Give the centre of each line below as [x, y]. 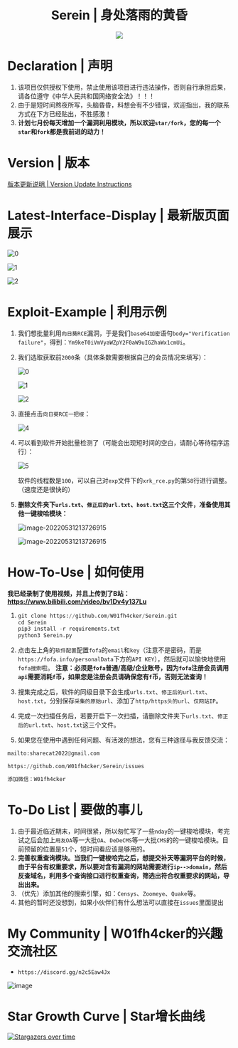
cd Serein [32, 622]
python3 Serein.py [45, 636]
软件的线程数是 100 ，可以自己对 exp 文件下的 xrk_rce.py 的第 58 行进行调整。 [124, 480]
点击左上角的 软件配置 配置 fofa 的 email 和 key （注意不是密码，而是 [110, 650]
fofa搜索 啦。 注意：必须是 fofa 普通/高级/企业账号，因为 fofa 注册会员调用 [123, 668]
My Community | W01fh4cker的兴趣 [115, 933]
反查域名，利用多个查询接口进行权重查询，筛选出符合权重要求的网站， [120, 875]
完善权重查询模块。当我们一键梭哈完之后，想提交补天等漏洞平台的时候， [123, 858]
